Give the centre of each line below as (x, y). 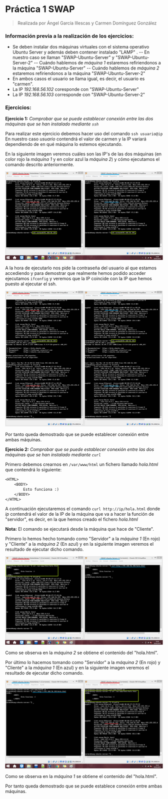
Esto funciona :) (41, 489)
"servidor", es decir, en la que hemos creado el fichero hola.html (72, 519)
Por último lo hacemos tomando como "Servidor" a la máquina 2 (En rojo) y (83, 662)
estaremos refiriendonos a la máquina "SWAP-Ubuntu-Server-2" (79, 73)
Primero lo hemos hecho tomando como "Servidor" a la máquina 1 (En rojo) (83, 539)
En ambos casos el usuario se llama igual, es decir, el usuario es (78, 79)
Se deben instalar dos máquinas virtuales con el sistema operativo (81, 47)
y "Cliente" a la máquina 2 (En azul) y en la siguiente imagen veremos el (79, 544)
